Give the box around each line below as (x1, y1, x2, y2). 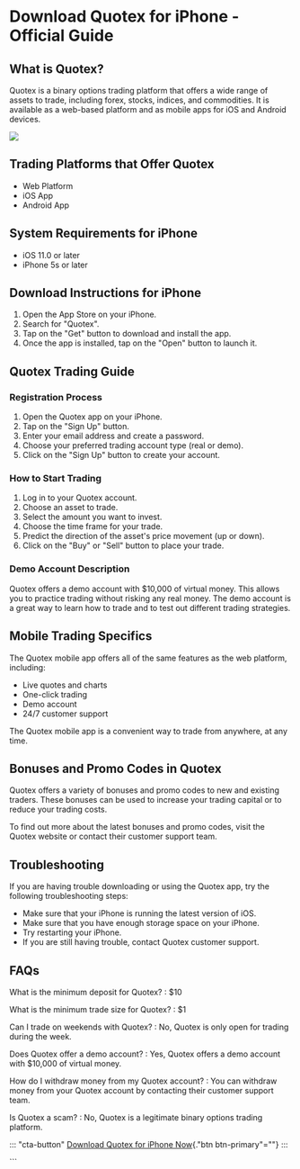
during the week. (9, 1030, 72, 1041)
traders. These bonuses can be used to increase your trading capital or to (9, 795, 282, 805)
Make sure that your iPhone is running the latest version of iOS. (22, 908, 257, 919)
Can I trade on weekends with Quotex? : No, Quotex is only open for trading (9, 1021, 289, 1032)
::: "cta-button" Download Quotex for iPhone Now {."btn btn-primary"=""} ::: (9, 1138, 289, 1149)
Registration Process (9, 391, 103, 403)
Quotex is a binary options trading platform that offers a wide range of (9, 85, 269, 95)
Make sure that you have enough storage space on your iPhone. (22, 918, 260, 929)
